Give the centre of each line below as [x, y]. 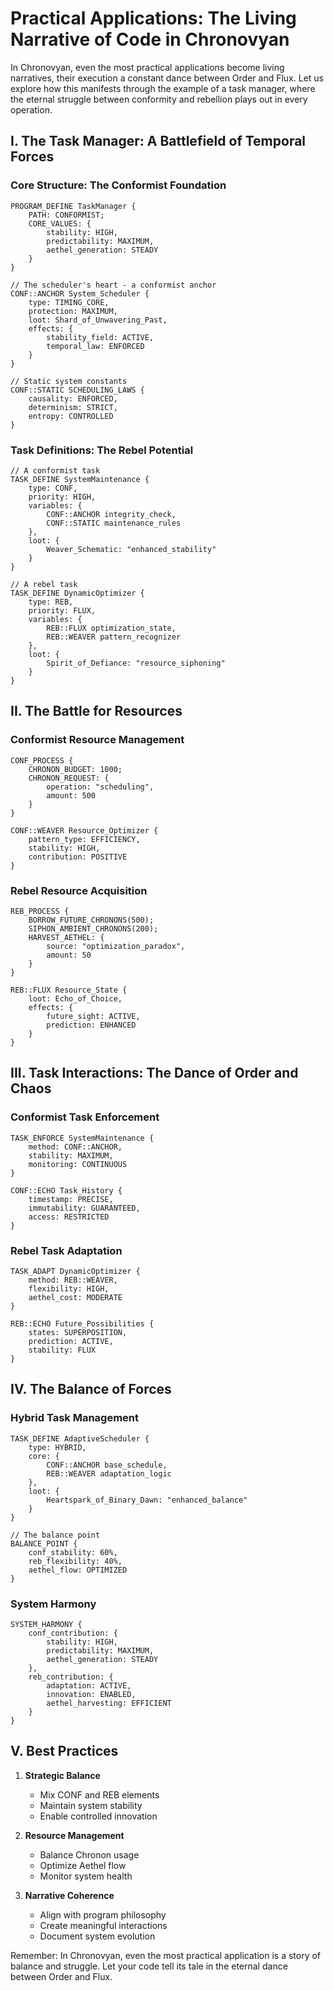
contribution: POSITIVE [78, 857]
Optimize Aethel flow [83, 1865]
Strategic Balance [62, 1775]
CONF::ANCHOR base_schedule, [107, 1465]
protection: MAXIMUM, [73, 311]
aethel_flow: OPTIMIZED [78, 1570]
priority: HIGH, [62, 497]
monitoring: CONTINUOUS [78, 1164]
